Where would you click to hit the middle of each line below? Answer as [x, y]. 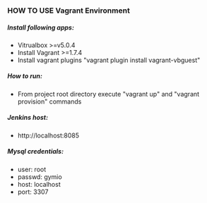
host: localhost [39, 184]
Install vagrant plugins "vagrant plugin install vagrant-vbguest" [109, 60]
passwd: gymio [40, 177]
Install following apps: [41, 27]
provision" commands [49, 101]
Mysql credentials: [36, 152]
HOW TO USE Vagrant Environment [69, 11]
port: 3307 [33, 192]
